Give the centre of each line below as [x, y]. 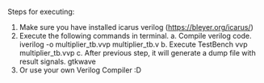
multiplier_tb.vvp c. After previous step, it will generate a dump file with [137, 53]
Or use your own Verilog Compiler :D [80, 70]
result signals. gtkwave [57, 61]
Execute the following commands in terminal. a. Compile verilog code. [135, 36]
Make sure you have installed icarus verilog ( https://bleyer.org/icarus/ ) [136, 27]
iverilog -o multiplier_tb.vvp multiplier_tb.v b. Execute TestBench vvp [133, 44]
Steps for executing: [41, 12]
